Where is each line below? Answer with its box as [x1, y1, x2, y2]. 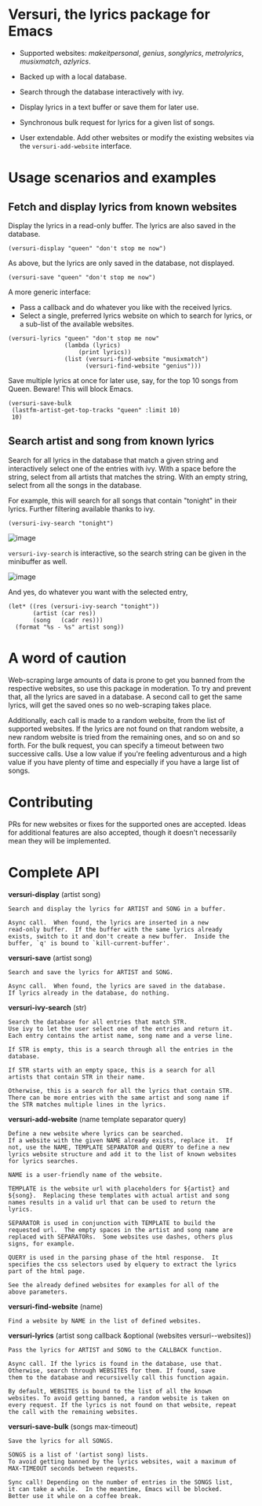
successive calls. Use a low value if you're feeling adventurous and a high [8, 749, 247, 759]
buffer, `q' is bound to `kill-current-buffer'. [8, 939, 170, 947]
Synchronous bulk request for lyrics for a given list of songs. [19, 117, 216, 127]
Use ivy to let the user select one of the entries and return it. [8, 1024, 234, 1032]
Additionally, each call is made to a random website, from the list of [8, 715, 225, 725]
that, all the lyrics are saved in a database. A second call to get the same [8, 692, 242, 701]
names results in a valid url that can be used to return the [8, 1198, 216, 1206]
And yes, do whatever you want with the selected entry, [8, 587, 188, 596]
